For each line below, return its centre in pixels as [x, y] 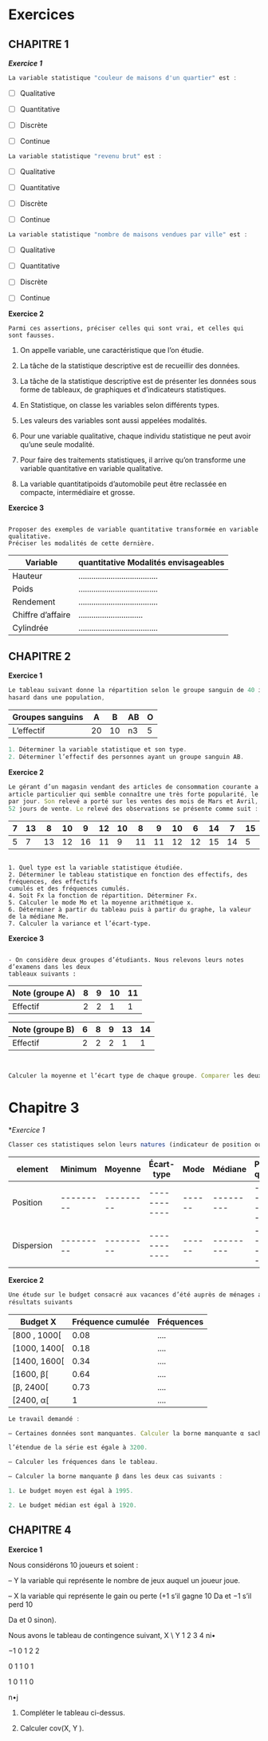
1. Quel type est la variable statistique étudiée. [96, 868]
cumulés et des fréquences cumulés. [69, 889]
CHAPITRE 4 [40, 1530]
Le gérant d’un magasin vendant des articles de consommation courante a [134, 787]
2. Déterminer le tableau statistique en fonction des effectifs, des [128, 875]
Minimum [79, 1169]
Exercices [41, 15]
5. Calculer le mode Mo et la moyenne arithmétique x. [101, 903]
